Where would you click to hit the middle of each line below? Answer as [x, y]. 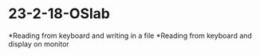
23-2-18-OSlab [59, 14]
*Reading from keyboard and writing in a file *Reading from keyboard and [130, 35]
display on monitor [39, 43]
